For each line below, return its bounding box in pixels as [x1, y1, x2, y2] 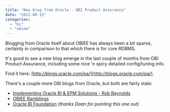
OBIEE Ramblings [12, 96, 49, 102]
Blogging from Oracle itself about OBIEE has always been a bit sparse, [5, 40, 152, 46]
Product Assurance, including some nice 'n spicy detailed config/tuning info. [5, 61, 165, 67]
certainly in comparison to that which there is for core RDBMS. [5, 46, 136, 52]
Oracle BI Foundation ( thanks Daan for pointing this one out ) [12, 101, 140, 107]
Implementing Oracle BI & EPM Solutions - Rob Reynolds [12, 90, 131, 96]
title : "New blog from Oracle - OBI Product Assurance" [5, 7, 126, 13]
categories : [5, 17, 30, 22]
